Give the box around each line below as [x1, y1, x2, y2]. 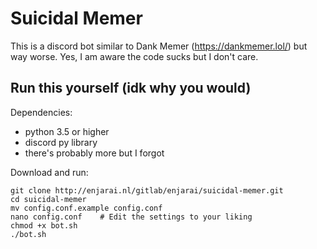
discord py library [24, 136, 98, 148]
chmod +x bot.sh [10, 220, 78, 231]
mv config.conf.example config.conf [10, 203, 163, 213]
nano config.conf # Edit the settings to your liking [10, 212, 253, 222]
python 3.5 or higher [24, 125, 110, 137]
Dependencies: [10, 106, 73, 118]
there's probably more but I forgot [24, 147, 165, 159]
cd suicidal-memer [10, 194, 87, 204]
